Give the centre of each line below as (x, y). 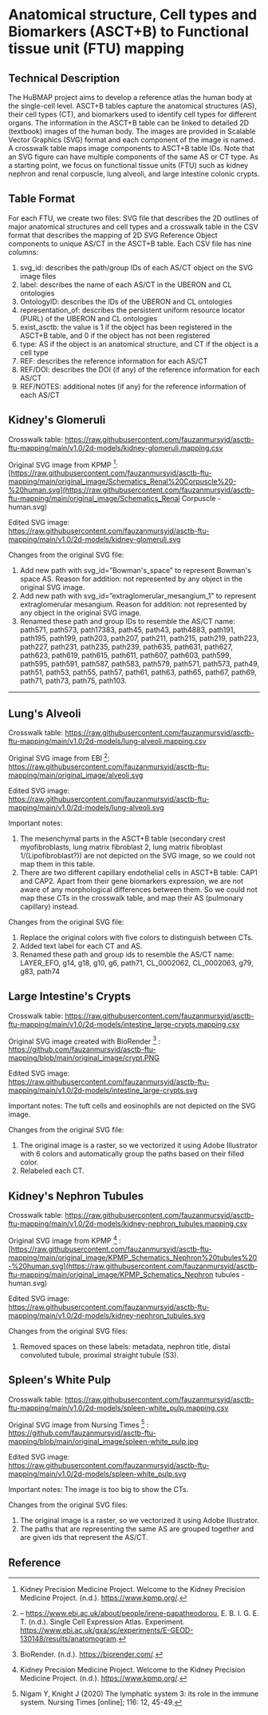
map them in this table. (57, 864)
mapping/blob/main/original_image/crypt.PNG (84, 1058)
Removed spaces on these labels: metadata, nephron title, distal (125, 1346)
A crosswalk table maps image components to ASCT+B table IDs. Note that (132, 148)
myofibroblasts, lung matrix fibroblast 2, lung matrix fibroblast (121, 847)
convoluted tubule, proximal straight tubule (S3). (99, 1355)
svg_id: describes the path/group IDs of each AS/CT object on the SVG (136, 267)
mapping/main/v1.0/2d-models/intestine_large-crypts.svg (103, 1090)
